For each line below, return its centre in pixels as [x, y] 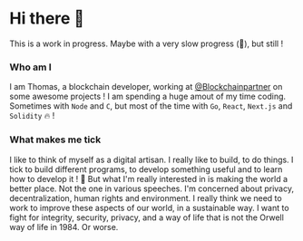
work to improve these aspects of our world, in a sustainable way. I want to [149, 207]
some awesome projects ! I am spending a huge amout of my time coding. [148, 96]
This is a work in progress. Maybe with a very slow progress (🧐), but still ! [147, 43]
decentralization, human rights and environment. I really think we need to [146, 198]
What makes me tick [55, 140]
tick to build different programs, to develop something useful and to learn [146, 169]
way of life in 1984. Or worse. [64, 227]
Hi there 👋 [47, 19]
